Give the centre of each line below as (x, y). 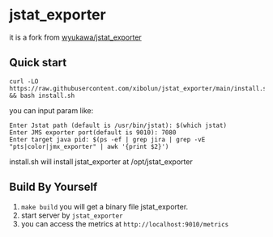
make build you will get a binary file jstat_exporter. (105, 206)
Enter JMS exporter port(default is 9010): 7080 (93, 132)
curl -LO (24, 81)
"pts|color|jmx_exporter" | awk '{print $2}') (89, 146)
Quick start (38, 63)
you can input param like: (51, 110)
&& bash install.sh (42, 95)
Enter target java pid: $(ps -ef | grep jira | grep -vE (107, 139)
